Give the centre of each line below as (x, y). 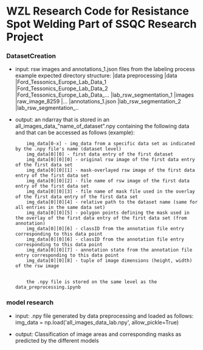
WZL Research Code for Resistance (98, 11)
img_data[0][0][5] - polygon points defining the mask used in (108, 213)
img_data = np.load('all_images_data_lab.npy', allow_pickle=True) (97, 322)
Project (25, 37)
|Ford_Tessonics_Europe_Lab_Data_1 (60, 82)
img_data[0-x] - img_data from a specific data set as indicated (111, 144)
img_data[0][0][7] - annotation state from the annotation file (109, 250)
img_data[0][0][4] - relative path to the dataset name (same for (112, 202)
